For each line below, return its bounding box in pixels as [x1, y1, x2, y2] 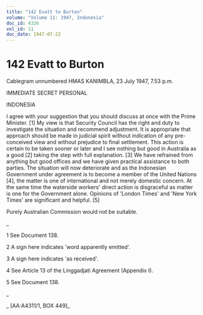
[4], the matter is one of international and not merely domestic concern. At [6, 177, 192, 185]
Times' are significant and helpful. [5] [6, 196, 100, 204]
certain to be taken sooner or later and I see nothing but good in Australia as [6, 145, 197, 152]
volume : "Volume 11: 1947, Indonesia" [6, 15, 104, 21]
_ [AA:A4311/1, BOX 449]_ [6, 302, 70, 310]
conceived [6, 139, 33, 146]
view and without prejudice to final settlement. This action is [33, 139, 184, 146]
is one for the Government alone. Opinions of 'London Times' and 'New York [6, 190, 198, 197]
